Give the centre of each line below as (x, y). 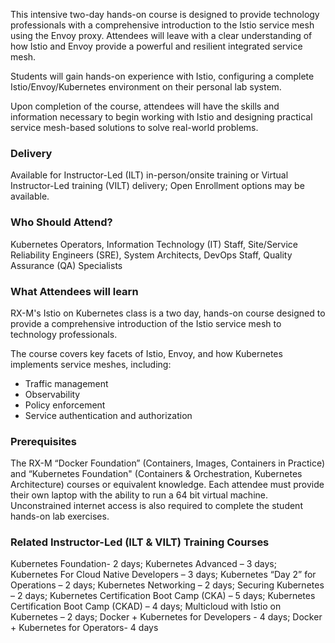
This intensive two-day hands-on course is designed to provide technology (165, 14)
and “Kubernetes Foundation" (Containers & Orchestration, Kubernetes (156, 474)
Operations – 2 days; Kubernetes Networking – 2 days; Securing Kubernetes (167, 585)
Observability (52, 394)
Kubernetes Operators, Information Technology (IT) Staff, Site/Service (154, 244)
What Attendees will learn (74, 291)
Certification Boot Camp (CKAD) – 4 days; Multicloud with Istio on (146, 606)
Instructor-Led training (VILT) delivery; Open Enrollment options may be (157, 186)
